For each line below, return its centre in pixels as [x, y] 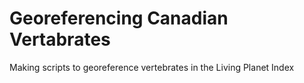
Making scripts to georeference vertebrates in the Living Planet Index [152, 67]
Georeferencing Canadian [119, 18]
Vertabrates [60, 39]
